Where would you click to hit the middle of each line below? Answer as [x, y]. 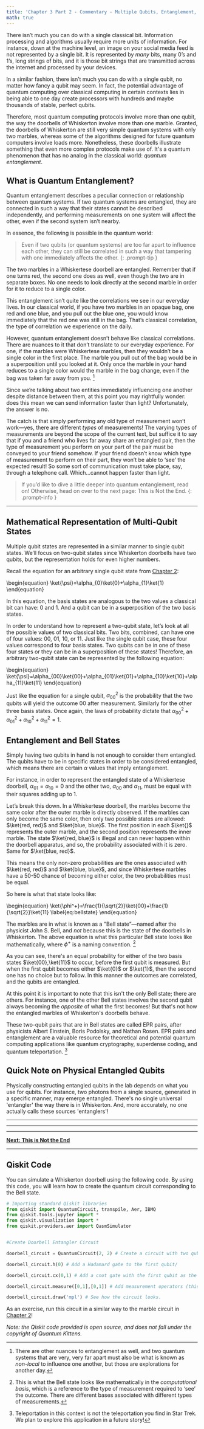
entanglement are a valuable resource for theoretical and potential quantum [101, 1038]
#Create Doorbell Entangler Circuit [53, 1243]
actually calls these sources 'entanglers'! [57, 1111]
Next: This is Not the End [38, 1140]
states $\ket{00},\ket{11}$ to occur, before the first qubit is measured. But [98, 962]
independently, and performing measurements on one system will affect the [101, 215]
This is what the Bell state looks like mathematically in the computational [106, 1382]
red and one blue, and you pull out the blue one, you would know [87, 314]
